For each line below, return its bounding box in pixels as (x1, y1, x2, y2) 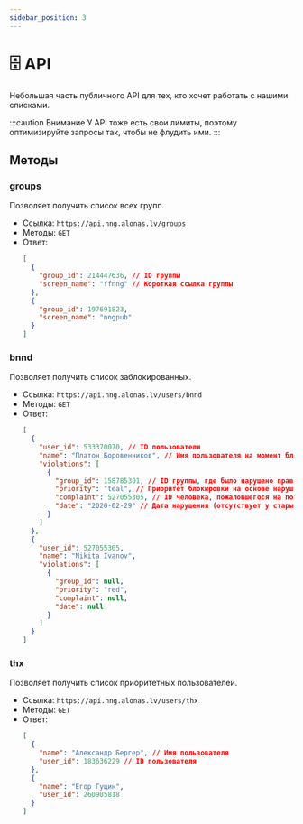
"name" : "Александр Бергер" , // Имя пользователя (39, 748, 229, 758)
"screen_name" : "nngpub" (39, 313, 133, 322)
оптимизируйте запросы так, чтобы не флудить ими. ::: (9, 126, 221, 137)
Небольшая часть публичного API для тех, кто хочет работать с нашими (9, 89, 289, 100)
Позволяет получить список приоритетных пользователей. (9, 678, 238, 689)
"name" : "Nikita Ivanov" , (39, 551, 137, 560)
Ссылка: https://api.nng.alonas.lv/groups (22, 218, 187, 228)
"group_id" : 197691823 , (39, 304, 128, 314)
